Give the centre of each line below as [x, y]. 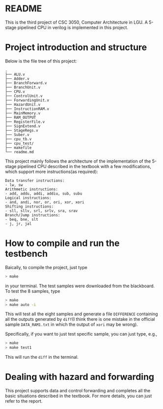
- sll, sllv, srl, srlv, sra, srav [41, 211]
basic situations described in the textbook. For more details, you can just [79, 396]
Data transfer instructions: [35, 180]
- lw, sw [14, 185]
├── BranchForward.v [26, 83]
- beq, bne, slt [22, 219]
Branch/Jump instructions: [33, 215]
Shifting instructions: [29, 206]
